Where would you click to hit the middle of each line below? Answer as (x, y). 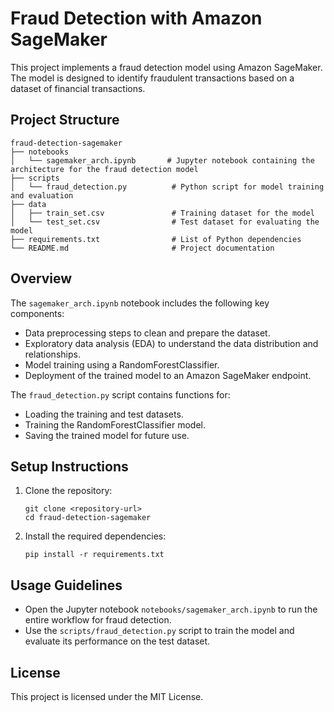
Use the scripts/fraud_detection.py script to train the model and (159, 631)
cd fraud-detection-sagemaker (88, 518)
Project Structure (65, 120)
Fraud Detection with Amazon (136, 18)
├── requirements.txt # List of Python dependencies (156, 239)
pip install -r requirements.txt (94, 555)
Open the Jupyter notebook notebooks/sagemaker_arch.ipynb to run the (171, 609)
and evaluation (42, 195)
